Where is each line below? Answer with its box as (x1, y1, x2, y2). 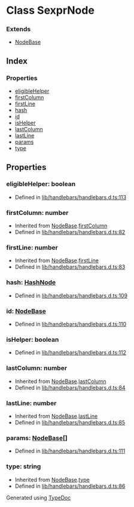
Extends (6, 25, 31, 34)
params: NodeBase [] (6, 433, 68, 442)
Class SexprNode (6, 4, 95, 17)
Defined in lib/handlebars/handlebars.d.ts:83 (14, 263, 126, 271)
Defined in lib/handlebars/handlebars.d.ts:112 (14, 349, 127, 356)
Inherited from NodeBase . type (14, 476, 90, 483)
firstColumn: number (6, 208, 69, 217)
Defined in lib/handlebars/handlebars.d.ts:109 (14, 292, 127, 299)
